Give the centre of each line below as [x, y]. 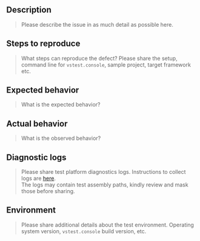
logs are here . [38, 179]
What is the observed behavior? [61, 138]
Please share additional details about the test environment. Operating [107, 225]
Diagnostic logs [36, 157]
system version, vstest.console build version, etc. [84, 231]
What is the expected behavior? [61, 105]
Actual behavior [37, 124]
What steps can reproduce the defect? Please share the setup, [99, 58]
